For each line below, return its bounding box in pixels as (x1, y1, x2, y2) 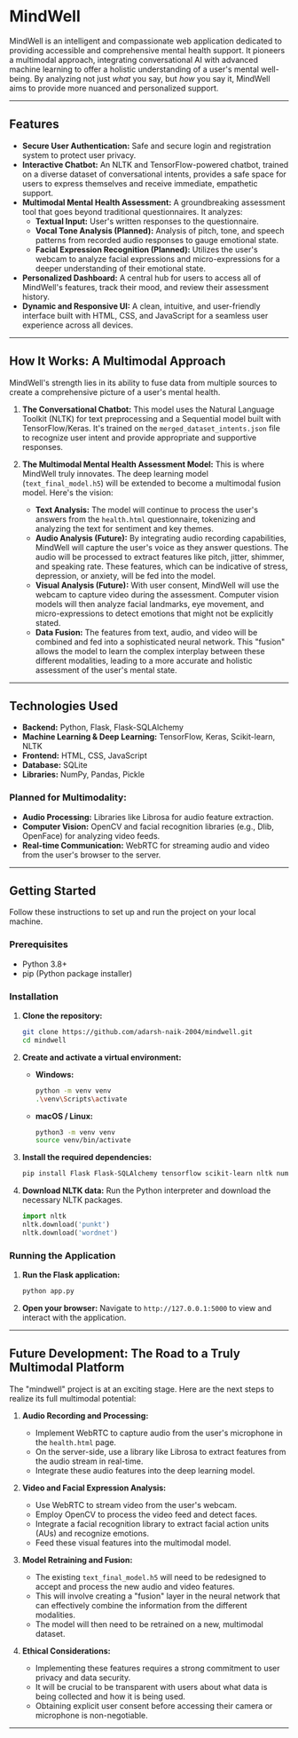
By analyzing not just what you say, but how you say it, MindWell (34, 73, 271, 83)
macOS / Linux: (35, 1110, 93, 1121)
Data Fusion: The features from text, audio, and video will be (35, 627, 258, 637)
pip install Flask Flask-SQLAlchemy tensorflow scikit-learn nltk (21, 1169, 273, 1178)
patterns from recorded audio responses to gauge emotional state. (35, 234, 279, 245)
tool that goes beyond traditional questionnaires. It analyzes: (21, 206, 243, 217)
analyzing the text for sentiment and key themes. (35, 523, 215, 533)
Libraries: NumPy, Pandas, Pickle (21, 770, 145, 780)
